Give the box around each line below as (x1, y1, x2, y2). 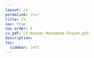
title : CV (5, 17, 26, 22)
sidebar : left (10, 45, 39, 50)
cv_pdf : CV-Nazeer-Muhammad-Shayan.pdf (5, 31, 89, 36)
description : (5, 36, 33, 41)
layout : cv (5, 7, 28, 13)
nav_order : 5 (5, 26, 33, 31)
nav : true (5, 21, 26, 27)
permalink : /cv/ (5, 12, 39, 17)
